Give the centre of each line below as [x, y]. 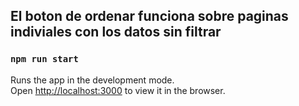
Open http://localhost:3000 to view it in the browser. [118, 90]
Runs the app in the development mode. [92, 80]
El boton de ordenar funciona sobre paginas [149, 16]
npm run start [44, 59]
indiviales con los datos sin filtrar [116, 32]
